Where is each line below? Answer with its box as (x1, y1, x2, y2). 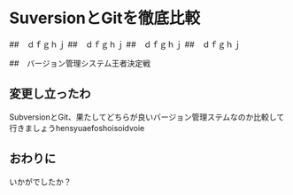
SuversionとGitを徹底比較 (9, 8, 201, 28)
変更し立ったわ (9, 86, 91, 102)
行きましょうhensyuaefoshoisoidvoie (9, 122, 145, 133)
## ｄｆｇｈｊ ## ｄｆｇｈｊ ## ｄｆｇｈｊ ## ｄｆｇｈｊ (9, 39, 242, 50)
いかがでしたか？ (9, 176, 72, 187)
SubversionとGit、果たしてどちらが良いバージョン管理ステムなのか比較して (9, 112, 285, 122)
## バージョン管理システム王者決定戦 (9, 58, 151, 68)
